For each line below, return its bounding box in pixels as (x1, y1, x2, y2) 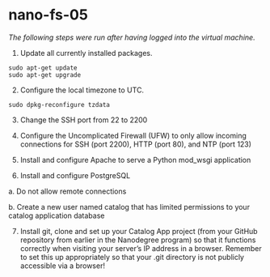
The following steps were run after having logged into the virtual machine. (8, 32, 256, 42)
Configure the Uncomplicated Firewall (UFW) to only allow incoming (19, 130, 247, 140)
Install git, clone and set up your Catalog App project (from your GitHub (19, 226, 258, 236)
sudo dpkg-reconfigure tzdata (8, 100, 111, 109)
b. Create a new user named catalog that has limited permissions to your (8, 202, 251, 211)
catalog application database (8, 211, 105, 220)
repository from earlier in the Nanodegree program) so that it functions (19, 235, 256, 245)
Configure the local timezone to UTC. (19, 85, 144, 95)
